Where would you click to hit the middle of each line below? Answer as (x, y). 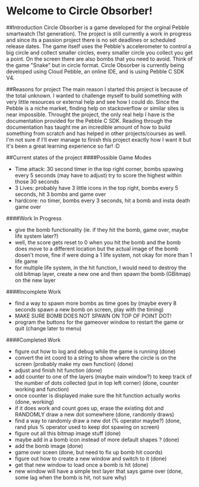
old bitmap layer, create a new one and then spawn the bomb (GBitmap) (103, 273)
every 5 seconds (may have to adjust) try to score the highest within (98, 175)
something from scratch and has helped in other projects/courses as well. (97, 133)
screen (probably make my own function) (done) (74, 364)
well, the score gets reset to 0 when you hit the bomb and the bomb (98, 242)
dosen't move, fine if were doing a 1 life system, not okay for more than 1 (103, 255)
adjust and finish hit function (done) (59, 370)
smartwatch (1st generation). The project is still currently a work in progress (99, 33)
